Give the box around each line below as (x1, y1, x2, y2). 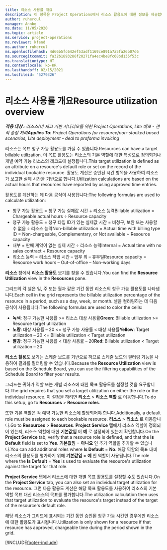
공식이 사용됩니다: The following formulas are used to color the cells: (5, 304, 143, 310)
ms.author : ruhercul (5, 44, 48, 49)
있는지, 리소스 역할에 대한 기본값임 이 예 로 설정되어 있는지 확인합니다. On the (10, 428, 159, 434)
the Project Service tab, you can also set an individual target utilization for (5, 479, 158, 485)
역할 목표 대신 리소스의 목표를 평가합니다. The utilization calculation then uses (5, 491, 159, 497)
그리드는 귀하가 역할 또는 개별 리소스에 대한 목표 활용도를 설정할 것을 (5, 381, 138, 387)
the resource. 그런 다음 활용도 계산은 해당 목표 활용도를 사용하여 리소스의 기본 (5, 485, 157, 491)
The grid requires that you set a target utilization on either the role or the (10, 387, 159, 393)
